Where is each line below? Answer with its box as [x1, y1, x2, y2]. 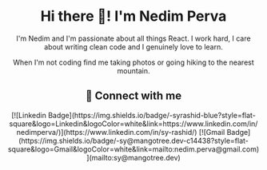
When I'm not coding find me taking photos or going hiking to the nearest [12, 57, 255, 67]
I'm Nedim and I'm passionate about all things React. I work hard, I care [16, 34, 251, 43]
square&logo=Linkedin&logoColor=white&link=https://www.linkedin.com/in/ [9, 119, 258, 128]
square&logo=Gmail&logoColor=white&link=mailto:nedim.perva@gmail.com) [7, 144, 260, 154]
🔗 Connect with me [86, 89, 181, 103]
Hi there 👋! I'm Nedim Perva [40, 7, 227, 26]
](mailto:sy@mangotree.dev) [86, 152, 181, 162]
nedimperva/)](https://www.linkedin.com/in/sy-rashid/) [16, 127, 197, 136]
